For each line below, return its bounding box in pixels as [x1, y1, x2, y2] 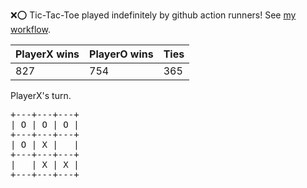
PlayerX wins [15, 47, 80, 61]
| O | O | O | [10, 119, 80, 130]
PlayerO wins [89, 47, 154, 61]
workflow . [10, 24, 51, 35]
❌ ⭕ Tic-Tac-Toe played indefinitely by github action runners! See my [10, 9, 297, 21]
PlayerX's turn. [10, 90, 72, 101]
